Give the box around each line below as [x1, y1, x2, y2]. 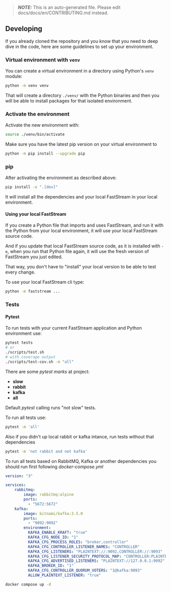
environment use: [5, 330, 42, 336]
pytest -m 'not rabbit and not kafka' [5, 449, 88, 454]
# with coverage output [5, 355, 56, 360]
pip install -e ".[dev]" [5, 185, 58, 190]
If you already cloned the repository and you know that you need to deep [5, 38, 158, 44]
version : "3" [5, 473, 33, 479]
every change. [5, 269, 36, 275]
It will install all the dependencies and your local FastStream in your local [5, 194, 158, 200]
